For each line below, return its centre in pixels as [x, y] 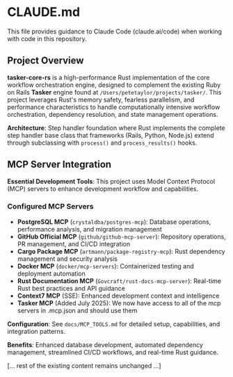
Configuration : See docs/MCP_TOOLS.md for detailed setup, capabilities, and [114, 323]
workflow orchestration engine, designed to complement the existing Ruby [114, 85]
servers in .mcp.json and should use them [77, 310]
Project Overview [46, 61]
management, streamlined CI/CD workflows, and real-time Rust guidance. [113, 352]
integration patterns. [37, 331]
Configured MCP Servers [50, 207]
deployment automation [51, 273]
